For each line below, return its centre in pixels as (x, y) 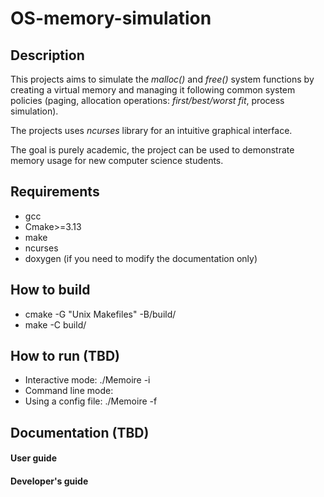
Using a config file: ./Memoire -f (91, 401)
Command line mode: (69, 391)
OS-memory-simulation (111, 18)
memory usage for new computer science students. (117, 160)
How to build (50, 290)
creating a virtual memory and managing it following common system (153, 90)
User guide (33, 458)
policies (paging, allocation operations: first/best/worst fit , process (147, 100)
